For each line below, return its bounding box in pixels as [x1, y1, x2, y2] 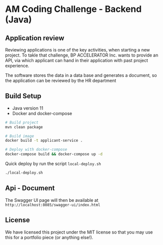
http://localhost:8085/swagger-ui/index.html [5, 202, 100, 207]
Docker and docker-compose [12, 110, 73, 116]
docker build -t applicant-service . [5, 138, 83, 143]
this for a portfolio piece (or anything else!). [5, 234, 93, 240]
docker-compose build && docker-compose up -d [5, 152, 103, 157]
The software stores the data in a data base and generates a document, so [5, 72, 157, 78]
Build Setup [5, 92, 41, 100]
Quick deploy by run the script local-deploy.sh [5, 161, 101, 167]
